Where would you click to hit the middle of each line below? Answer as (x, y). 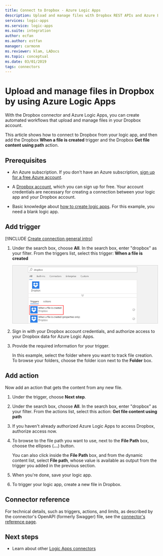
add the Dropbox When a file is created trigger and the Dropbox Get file (77, 140)
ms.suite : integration (28, 31)
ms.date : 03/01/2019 (26, 61)
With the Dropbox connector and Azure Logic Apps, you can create (72, 115)
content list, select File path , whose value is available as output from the (84, 460)
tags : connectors (23, 67)
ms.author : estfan (24, 41)
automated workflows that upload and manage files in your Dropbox (73, 120)
